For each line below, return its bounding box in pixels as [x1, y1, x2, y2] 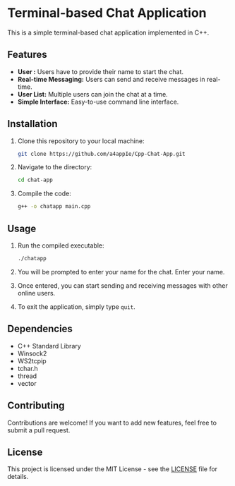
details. [7, 473, 29, 481]
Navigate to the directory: [17, 163, 92, 171]
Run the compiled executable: [17, 241, 104, 250]
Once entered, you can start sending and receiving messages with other [17, 281, 228, 290]
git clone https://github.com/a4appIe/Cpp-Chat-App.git [17, 150, 186, 157]
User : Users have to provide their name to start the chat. [17, 67, 183, 75]
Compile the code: [17, 189, 72, 198]
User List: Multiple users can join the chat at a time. [17, 90, 168, 98]
